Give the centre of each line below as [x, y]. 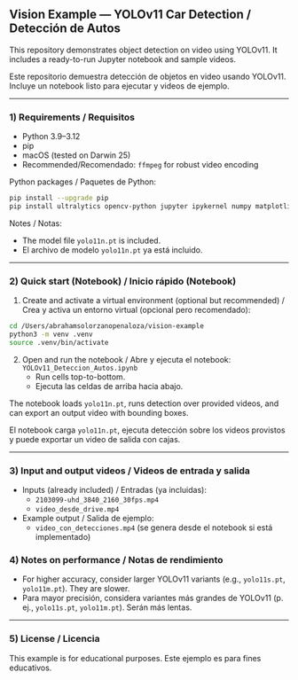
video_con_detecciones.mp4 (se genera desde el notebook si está [154, 528]
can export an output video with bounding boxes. [99, 412]
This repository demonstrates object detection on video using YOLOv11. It [143, 50]
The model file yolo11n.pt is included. [91, 240]
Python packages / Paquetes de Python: [83, 182]
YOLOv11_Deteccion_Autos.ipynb [80, 368]
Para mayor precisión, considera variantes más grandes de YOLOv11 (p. [153, 598]
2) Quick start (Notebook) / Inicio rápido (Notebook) [123, 281]
